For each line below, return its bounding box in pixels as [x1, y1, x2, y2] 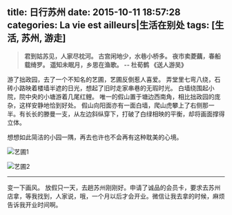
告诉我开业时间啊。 [7, 201, 62, 209]
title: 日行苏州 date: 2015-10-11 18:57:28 [7, 6, 181, 19]
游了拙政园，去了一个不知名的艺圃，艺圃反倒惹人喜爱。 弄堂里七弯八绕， [7, 75, 215, 83]
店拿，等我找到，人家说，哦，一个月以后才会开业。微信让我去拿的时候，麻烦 [7, 192, 225, 200]
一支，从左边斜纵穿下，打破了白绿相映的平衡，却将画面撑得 [55, 110, 225, 118]
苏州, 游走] [21, 32, 66, 44]
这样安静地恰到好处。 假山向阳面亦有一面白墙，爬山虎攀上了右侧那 [19, 101, 209, 109]
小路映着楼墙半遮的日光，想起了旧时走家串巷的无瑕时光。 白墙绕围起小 [12, 83, 215, 92]
